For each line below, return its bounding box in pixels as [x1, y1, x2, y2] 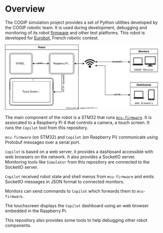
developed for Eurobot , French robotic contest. [5, 35, 99, 41]
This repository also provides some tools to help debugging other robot [5, 217, 147, 223]
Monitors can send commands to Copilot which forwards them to [5, 188, 136, 194]
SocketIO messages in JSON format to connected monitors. [5, 179, 125, 185]
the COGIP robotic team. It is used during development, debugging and [5, 24, 147, 30]
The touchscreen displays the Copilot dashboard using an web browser [5, 203, 149, 209]
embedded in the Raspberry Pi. [5, 208, 67, 214]
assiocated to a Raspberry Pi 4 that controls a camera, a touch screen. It [5, 120, 150, 126]
